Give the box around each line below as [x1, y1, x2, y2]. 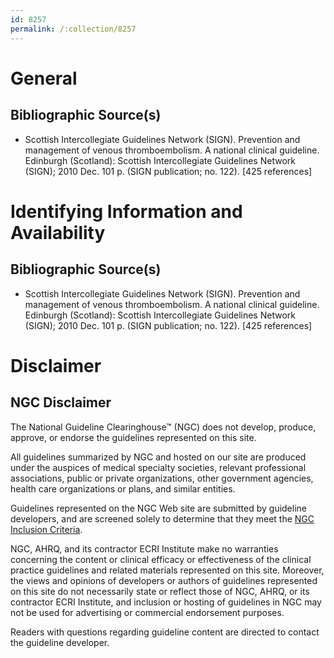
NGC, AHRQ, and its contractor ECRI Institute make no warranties [10, 542, 279, 555]
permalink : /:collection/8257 [10, 24, 137, 34]
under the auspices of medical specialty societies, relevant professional [10, 461, 307, 473]
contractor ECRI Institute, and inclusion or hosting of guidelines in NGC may [10, 596, 322, 608]
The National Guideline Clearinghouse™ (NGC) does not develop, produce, [10, 421, 317, 433]
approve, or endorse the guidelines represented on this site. [10, 431, 257, 443]
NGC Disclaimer [10, 394, 112, 411]
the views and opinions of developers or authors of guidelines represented [10, 574, 318, 586]
